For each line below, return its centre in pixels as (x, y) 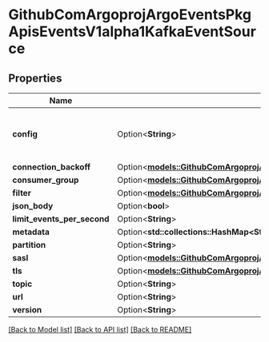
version (27, 310)
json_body (33, 206)
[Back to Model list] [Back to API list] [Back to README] (100, 330)
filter (22, 193)
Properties (35, 78)
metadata (31, 232)
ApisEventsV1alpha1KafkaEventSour (132, 32)
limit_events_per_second (61, 219)
